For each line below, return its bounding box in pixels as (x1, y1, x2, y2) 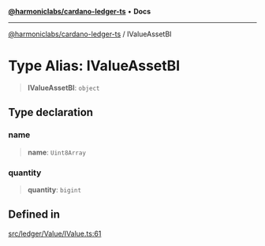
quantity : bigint (27, 184, 81, 194)
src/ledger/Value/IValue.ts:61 (8, 229, 102, 238)
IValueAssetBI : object (27, 83, 100, 92)
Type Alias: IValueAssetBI (8, 57, 181, 75)
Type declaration (8, 106, 93, 119)
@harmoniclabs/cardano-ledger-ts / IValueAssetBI (8, 29, 172, 39)
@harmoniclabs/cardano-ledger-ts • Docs (8, 7, 151, 16)
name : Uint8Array (27, 147, 87, 157)
